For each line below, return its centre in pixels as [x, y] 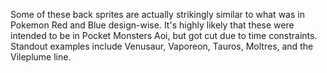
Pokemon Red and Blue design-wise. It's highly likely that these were [152, 25]
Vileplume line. [41, 57]
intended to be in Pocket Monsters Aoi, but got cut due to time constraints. [164, 35]
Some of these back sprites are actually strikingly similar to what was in [157, 14]
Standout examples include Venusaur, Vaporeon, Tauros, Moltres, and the [162, 46]
